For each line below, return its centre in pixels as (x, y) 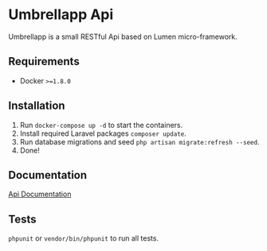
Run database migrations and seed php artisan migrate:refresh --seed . (139, 141)
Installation (37, 106)
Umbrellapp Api (61, 15)
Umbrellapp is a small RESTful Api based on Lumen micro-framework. (123, 37)
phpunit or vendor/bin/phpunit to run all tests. (84, 238)
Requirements (44, 62)
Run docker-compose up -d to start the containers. (101, 125)
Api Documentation (40, 194)
